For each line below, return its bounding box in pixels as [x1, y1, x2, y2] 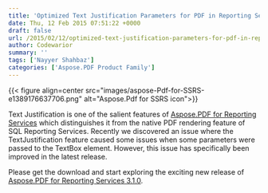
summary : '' [8, 49, 48, 57]
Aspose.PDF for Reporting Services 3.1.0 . [8, 175, 144, 185]
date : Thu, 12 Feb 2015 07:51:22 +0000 [8, 19, 141, 27]
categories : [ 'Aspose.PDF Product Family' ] [8, 64, 156, 72]
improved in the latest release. [8, 152, 108, 161]
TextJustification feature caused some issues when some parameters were [8, 135, 255, 144]
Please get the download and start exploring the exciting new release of [8, 167, 245, 176]
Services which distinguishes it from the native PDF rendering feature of [8, 117, 246, 128]
